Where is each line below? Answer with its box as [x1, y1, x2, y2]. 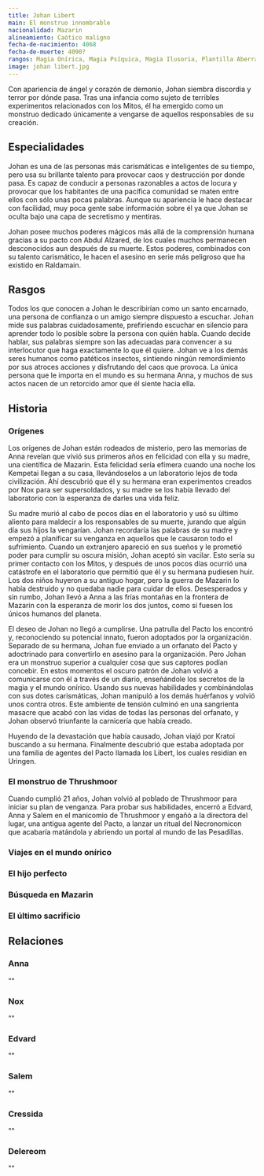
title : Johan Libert [8, 11, 76, 20]
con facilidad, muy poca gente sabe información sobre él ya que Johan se [8, 203, 248, 212]
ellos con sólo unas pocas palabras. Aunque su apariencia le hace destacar [8, 194, 253, 205]
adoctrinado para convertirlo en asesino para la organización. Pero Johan [8, 650, 247, 659]
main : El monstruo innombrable [8, 19, 111, 27]
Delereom [8, 1145, 46, 1156]
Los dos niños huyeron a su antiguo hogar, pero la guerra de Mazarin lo [8, 576, 240, 585]
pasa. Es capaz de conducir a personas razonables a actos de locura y [8, 178, 237, 187]
